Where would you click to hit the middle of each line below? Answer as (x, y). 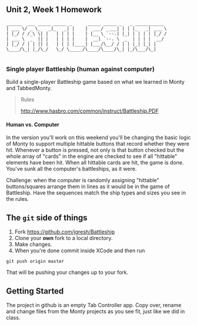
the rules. (18, 199)
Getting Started (35, 291)
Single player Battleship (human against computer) (80, 69)
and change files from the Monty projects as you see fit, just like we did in (96, 311)
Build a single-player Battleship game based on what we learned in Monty (96, 82)
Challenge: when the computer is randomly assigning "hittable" (83, 180)
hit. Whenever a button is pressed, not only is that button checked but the (95, 150)
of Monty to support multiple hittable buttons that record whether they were (98, 144)
